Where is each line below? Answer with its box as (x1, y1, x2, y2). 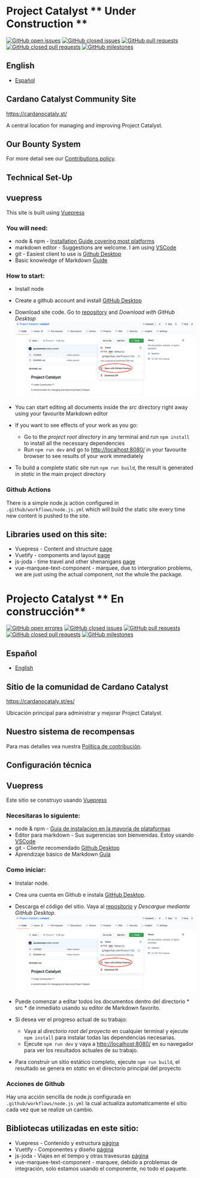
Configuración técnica (6, 760, 92, 771)
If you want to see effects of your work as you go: (14, 422, 138, 429)
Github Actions (6, 486, 51, 494)
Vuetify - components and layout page (14, 552, 111, 559)
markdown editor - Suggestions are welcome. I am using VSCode (14, 243, 177, 251)
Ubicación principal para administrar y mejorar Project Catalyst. (6, 709, 163, 716)
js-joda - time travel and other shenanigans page (14, 558, 136, 566)
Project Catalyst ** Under (6, 4, 137, 18)
